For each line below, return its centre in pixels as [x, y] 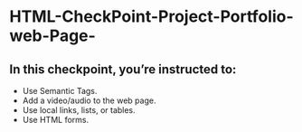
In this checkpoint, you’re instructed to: [123, 69]
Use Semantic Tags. [60, 91]
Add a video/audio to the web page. [89, 100]
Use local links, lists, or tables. [79, 110]
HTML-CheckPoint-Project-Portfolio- [151, 17]
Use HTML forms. [55, 120]
